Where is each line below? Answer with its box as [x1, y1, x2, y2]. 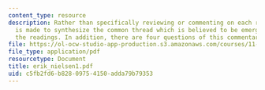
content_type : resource [8, 11, 87, 20]
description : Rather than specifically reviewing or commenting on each [8, 19, 252, 27]
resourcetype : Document [8, 56, 87, 63]
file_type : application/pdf [8, 48, 101, 56]
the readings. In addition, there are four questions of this [15, 33, 224, 41]
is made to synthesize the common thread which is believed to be [15, 26, 238, 34]
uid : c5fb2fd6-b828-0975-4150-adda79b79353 [8, 70, 154, 77]
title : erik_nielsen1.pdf [8, 63, 93, 70]
